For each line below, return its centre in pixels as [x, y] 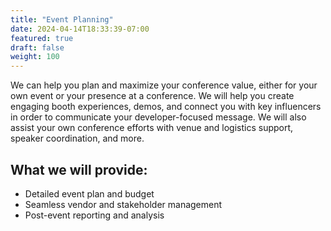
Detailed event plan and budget [89, 193]
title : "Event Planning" [62, 19]
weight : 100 [35, 57]
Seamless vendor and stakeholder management [123, 204]
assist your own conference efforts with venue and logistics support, [152, 128]
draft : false [37, 47]
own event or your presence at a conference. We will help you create [152, 96]
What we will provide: [79, 169]
